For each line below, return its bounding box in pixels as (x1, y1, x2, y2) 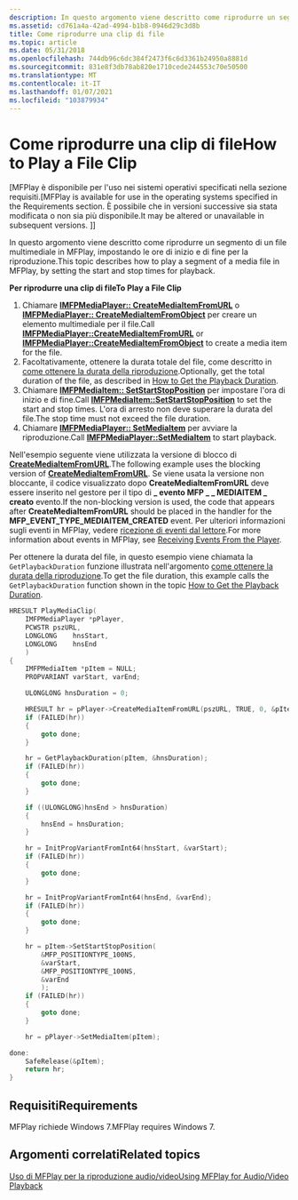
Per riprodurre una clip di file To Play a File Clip (9, 283, 182, 293)
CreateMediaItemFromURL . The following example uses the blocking (9, 459, 261, 469)
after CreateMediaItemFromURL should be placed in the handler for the (9, 506, 272, 516)
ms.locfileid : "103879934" (9, 95, 109, 105)
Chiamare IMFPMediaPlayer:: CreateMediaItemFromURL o (21, 300, 240, 311)
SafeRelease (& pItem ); (25, 1057, 105, 1066)
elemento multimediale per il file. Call (21, 319, 155, 330)
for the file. (21, 348, 63, 358)
